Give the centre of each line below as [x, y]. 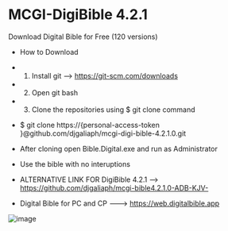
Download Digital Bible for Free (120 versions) [83, 37]
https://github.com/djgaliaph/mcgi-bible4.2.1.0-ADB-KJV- [114, 187]
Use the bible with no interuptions [75, 164]
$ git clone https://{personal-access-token [90, 125]
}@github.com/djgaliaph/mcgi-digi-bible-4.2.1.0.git [103, 133]
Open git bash [54, 92]
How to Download [49, 52]
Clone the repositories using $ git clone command [114, 110]
